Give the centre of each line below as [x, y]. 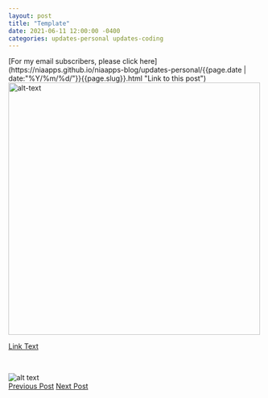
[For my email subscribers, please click [73, 61]
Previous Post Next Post [48, 386]
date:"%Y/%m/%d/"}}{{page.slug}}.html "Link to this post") [107, 78]
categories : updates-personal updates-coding [86, 38]
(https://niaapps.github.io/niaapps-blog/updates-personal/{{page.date [125, 70]
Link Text [23, 346]
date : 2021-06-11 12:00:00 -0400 [64, 31]
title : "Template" [39, 23]
